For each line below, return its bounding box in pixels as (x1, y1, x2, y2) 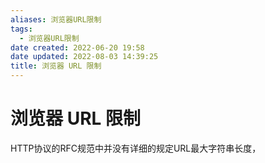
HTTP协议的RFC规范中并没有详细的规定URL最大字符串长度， (10, 142, 262, 154)
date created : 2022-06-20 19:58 (10, 42, 145, 53)
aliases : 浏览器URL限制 (10, 14, 102, 25)
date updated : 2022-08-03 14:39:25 (10, 52, 159, 62)
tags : (10, 24, 33, 34)
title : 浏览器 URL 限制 (10, 61, 102, 71)
